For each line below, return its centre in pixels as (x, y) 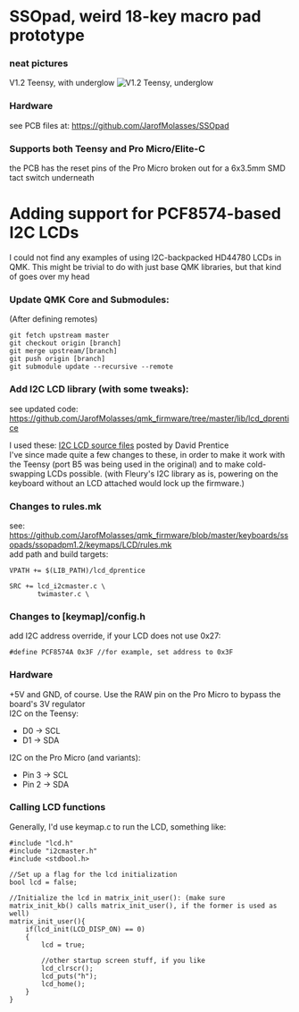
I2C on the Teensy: (44, 713)
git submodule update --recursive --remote (91, 367)
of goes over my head (50, 277)
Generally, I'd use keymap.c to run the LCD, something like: (118, 826)
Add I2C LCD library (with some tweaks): (99, 389)
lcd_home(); (64, 984)
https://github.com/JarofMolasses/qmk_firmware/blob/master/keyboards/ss (149, 535)
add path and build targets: (59, 554)
